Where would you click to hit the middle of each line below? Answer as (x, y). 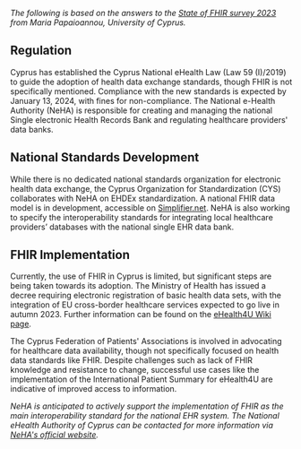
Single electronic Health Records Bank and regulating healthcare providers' (149, 119)
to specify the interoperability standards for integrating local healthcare (142, 217)
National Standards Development (105, 157)
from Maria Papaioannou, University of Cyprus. (98, 22)
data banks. (32, 129)
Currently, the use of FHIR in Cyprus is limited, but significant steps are (141, 276)
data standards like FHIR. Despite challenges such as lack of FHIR (132, 360)
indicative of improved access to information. (94, 389)
